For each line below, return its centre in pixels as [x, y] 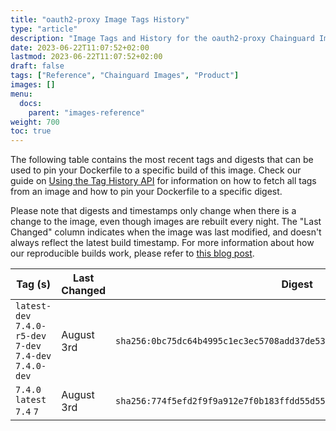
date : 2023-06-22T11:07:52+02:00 [80, 47]
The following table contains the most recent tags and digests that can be [162, 160]
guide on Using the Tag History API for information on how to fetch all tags [163, 181]
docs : [31, 103]
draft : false [37, 66]
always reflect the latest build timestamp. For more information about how [162, 243]
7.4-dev [33, 356]
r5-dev [31, 336]
